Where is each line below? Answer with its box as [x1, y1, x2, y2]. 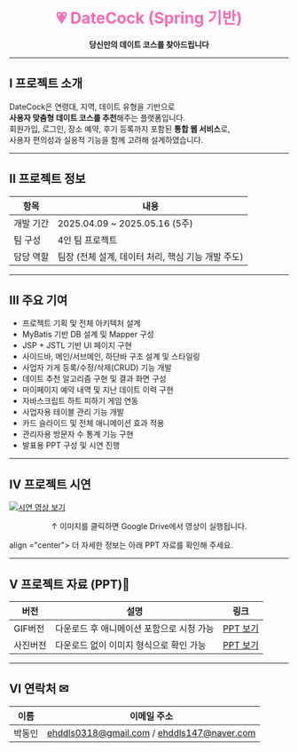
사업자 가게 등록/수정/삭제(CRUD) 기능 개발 [21, 362, 172, 373]
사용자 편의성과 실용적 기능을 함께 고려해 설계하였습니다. [9, 134, 204, 145]
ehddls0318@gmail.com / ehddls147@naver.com [47, 726, 256, 739]
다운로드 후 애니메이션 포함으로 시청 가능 [54, 622, 215, 635]
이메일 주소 [129, 709, 174, 722]
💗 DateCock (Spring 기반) [56, 8, 242, 28]
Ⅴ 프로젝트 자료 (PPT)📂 [9, 576, 130, 591]
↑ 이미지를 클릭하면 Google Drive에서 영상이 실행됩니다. [51, 521, 247, 532]
